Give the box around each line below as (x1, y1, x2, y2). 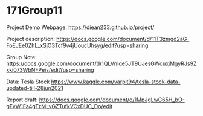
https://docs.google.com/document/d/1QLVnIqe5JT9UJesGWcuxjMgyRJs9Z (6, 60, 197, 67)
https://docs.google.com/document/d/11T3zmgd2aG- (56, 35, 190, 42)
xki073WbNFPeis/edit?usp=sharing (6, 66, 95, 73)
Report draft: (6, 96, 38, 103)
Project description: (6, 35, 56, 42)
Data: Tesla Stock (6, 78, 50, 85)
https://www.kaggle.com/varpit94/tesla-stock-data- (51, 78, 181, 85)
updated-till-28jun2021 (6, 84, 63, 91)
